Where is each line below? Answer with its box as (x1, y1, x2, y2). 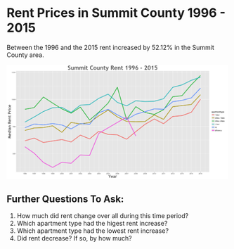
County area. (6, 51, 44, 59)
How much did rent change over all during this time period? (16, 212, 189, 220)
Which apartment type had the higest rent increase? (16, 219, 168, 228)
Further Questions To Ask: (6, 193, 124, 205)
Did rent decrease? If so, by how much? (16, 234, 132, 243)
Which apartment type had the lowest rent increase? (16, 226, 169, 235)
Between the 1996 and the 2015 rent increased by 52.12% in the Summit (6, 43, 215, 51)
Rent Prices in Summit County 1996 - (6, 5, 226, 21)
